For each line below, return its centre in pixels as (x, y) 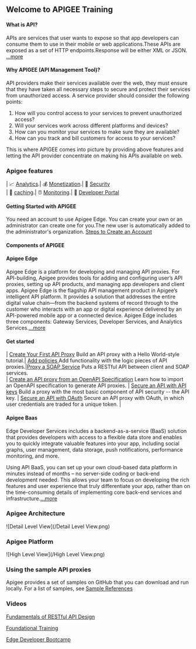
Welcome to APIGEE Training (59, 10)
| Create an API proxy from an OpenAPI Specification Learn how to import (95, 379)
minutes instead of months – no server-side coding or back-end (83, 473)
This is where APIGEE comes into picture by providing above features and (95, 149)
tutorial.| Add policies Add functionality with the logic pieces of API (87, 361)
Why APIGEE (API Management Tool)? (53, 70)
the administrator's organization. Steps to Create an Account (79, 232)
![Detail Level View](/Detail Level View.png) (58, 526)
